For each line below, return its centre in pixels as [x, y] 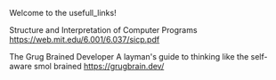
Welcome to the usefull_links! [63, 13]
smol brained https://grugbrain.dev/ [99, 66]
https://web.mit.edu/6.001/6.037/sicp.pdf [85, 40]
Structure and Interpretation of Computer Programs [103, 30]
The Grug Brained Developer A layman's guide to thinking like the [129, 56]
